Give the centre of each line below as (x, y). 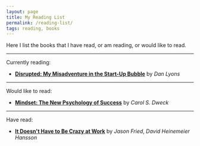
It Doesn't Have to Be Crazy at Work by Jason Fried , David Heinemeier (102, 131)
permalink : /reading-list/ (40, 23)
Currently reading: (29, 63)
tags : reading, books (33, 28)
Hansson (26, 138)
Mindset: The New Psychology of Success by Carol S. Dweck (92, 102)
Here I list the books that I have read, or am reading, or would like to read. (96, 45)
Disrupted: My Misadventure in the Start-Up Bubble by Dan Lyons (97, 74)
